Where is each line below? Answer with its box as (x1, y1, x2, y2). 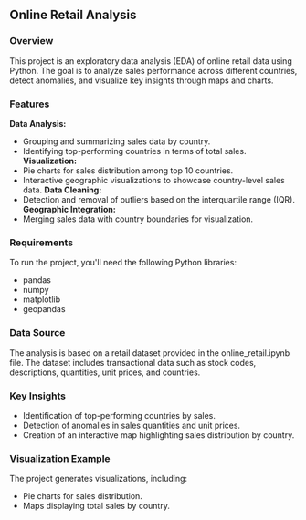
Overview (9, 35, 54, 47)
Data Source (9, 327, 66, 339)
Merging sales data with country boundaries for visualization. (22, 213, 254, 224)
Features (9, 98, 50, 110)
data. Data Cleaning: (22, 184, 102, 195)
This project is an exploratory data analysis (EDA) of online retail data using (9, 55, 292, 67)
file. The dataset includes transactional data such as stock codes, (9, 357, 257, 368)
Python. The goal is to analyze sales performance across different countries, (9, 65, 298, 76)
